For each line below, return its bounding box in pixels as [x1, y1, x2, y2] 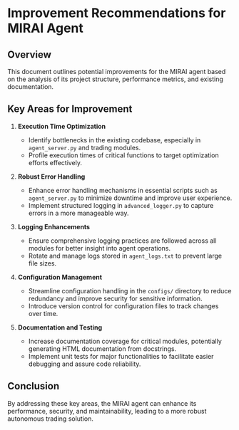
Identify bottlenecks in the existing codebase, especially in [28, 135, 201, 144]
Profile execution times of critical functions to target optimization [28, 151, 219, 159]
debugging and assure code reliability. [28, 360, 141, 368]
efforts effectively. [28, 158, 83, 167]
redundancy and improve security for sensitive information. [28, 294, 203, 303]
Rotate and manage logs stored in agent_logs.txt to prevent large [28, 251, 223, 260]
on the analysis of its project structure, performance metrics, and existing [7, 75, 223, 83]
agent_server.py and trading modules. [28, 143, 141, 152]
